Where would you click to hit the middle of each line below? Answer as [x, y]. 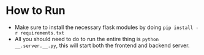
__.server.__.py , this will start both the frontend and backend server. [102, 45]
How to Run [36, 11]
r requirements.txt [40, 33]
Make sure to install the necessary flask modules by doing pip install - [107, 27]
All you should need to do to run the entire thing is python [87, 39]
